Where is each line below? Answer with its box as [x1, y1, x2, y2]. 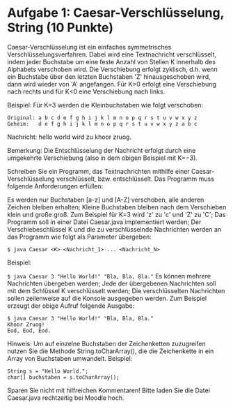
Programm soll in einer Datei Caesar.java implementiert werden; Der [7, 218, 202, 226]
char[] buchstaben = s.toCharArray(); [7, 373, 120, 381]
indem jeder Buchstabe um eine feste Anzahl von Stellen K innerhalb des [7, 57, 216, 66]
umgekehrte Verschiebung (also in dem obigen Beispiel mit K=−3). [7, 154, 198, 162]
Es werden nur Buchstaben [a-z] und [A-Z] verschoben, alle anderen [7, 195, 204, 204]
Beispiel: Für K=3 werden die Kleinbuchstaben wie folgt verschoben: [7, 101, 204, 109]
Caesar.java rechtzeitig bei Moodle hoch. [7, 393, 124, 402]
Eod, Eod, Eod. [7, 327, 51, 334]
